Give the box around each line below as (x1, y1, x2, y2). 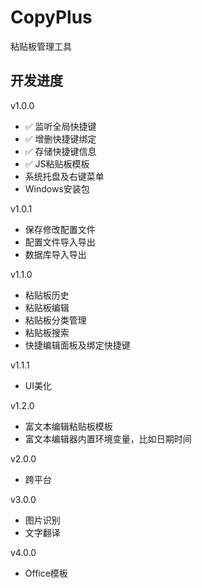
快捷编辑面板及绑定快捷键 (24, 339, 131, 351)
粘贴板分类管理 (24, 314, 87, 326)
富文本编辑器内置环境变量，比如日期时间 (24, 432, 192, 445)
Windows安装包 (24, 182, 90, 195)
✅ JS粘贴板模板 (24, 157, 90, 170)
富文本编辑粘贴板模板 (24, 420, 113, 432)
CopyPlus (10, 6, 93, 29)
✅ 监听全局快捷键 (24, 120, 97, 132)
